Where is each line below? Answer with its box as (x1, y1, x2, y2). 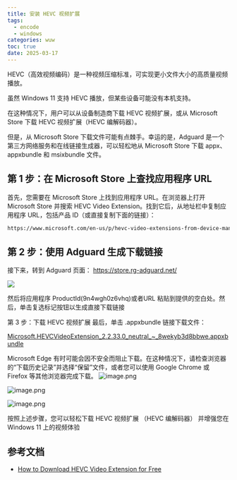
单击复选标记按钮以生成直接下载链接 (19, 303, 125, 311)
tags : (7, 17, 23, 24)
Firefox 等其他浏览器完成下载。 (7, 372, 97, 380)
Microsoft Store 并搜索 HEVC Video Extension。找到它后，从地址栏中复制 (7, 202, 221, 210)
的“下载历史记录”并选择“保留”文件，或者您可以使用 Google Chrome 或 (7, 363, 210, 371)
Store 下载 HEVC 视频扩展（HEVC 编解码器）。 (7, 117, 141, 126)
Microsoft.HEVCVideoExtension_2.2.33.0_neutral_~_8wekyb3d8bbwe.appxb (7, 332, 229, 341)
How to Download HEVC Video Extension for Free (17, 465, 162, 474)
